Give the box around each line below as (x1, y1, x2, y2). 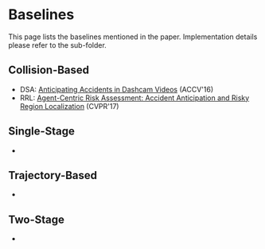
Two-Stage (8, 212, 65, 226)
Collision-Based (8, 64, 90, 77)
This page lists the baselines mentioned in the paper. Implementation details (8, 32, 258, 41)
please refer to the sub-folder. (8, 40, 107, 49)
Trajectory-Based (8, 169, 98, 182)
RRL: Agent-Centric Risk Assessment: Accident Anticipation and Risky (19, 93, 250, 103)
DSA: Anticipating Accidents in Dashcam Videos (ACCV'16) (19, 84, 213, 94)
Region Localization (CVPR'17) (19, 101, 119, 111)
